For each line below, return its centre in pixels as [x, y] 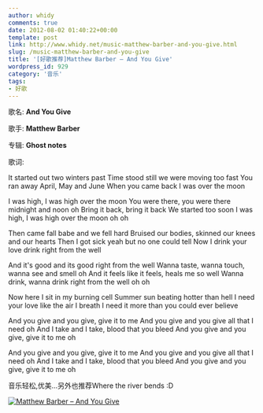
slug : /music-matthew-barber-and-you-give [79, 52]
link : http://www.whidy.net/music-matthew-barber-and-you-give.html [123, 45]
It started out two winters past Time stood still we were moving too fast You [131, 178]
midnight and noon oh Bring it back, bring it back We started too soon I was [131, 210]
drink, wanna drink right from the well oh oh [79, 282]
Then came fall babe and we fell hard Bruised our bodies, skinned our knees [132, 234]
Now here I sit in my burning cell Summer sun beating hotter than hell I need [131, 297]
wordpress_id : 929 [38, 67]
